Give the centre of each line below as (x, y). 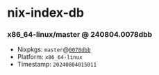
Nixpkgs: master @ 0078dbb (54, 49)
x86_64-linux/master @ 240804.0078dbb (80, 35)
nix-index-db (46, 13)
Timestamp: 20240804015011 (57, 65)
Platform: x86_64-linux (50, 57)
